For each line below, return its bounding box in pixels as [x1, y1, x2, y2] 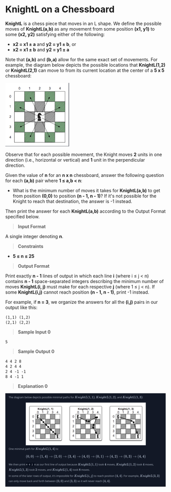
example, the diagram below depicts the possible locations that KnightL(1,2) [5, 62, 165, 68]
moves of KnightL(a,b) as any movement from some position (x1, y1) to [5, 25, 155, 32]
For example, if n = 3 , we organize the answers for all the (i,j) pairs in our [5, 299, 158, 305]
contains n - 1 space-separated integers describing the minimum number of [5, 278, 164, 284]
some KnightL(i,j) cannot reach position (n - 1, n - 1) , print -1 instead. [5, 289, 150, 295]
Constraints [17, 243, 44, 249]
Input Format [17, 223, 46, 229]
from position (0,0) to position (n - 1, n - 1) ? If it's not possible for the [12, 193, 157, 199]
